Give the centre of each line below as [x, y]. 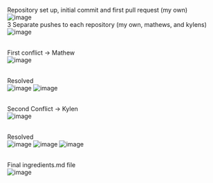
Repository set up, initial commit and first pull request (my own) [98, 10]
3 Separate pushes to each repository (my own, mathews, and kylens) [107, 25]
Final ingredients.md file [41, 165]
